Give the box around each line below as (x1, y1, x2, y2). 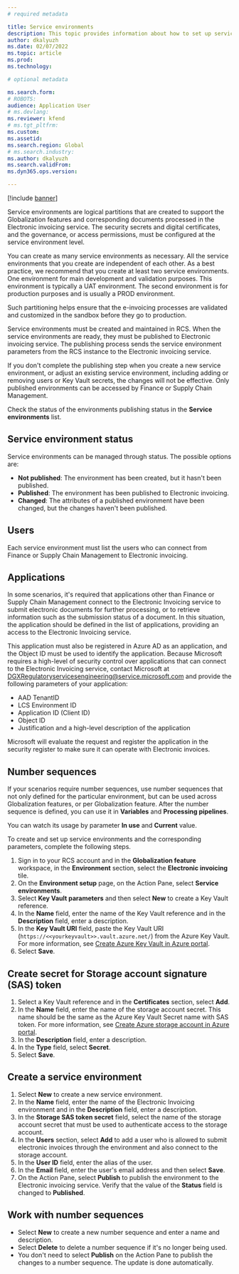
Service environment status (7, 433, 134, 446)
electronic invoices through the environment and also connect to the (17, 1143, 218, 1152)
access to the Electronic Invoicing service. (7, 628, 132, 637)
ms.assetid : (7, 135, 43, 142)
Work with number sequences (7, 1209, 144, 1221)
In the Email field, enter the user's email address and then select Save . (17, 1165, 225, 1174)
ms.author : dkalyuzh (7, 154, 69, 162)
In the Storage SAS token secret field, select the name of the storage (17, 1112, 222, 1121)
